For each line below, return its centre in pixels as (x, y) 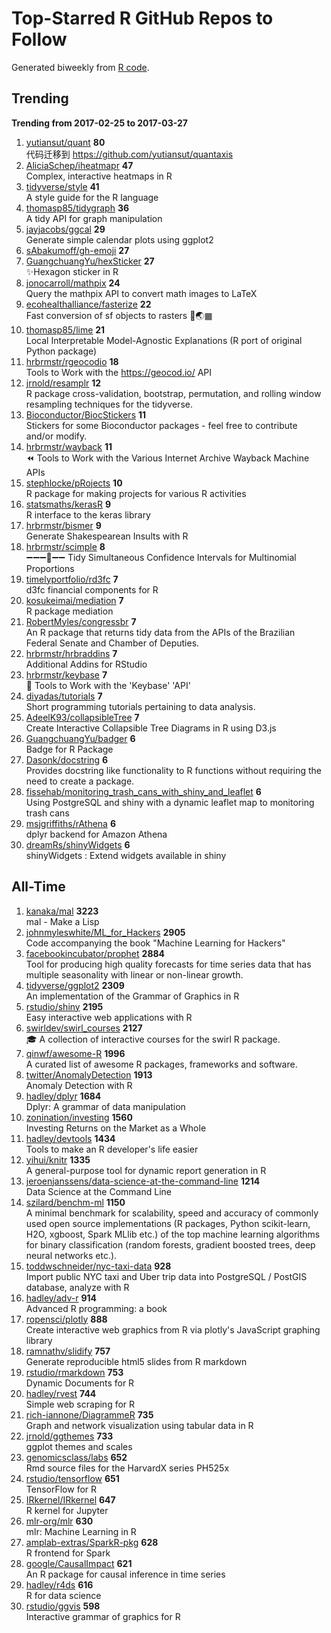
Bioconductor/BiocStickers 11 (86, 414)
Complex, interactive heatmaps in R (99, 176)
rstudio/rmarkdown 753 (74, 1372)
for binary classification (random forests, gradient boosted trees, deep (170, 1244)
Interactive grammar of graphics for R (103, 1616)
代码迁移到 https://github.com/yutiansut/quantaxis (129, 154)
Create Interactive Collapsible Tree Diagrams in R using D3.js (151, 728)
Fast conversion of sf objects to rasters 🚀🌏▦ (119, 315)
